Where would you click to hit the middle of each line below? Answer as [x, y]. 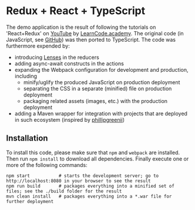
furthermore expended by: [38, 46]
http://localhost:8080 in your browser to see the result [78, 181]
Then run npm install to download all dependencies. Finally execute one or [97, 159]
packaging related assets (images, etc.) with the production [95, 101]
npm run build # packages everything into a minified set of [90, 186]
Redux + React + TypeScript [76, 11]
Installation [27, 139]
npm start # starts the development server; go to [83, 176]
